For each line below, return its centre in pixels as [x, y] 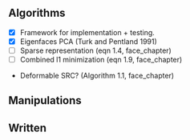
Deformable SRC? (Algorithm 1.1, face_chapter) [97, 76]
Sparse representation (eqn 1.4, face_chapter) [96, 50]
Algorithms [37, 13]
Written [27, 128]
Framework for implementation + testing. [87, 32]
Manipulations [45, 100]
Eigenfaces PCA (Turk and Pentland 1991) [89, 41]
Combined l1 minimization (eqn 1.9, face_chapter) [101, 60]
